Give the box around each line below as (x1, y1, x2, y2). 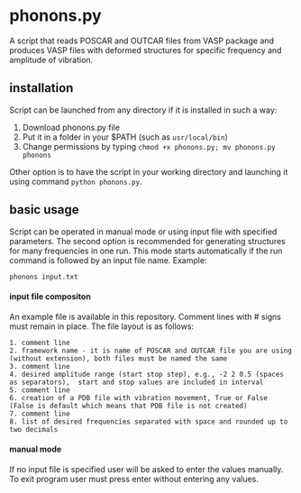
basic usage (9, 202, 79, 217)
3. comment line (9, 361, 70, 370)
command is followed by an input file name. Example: (9, 254, 207, 266)
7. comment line (9, 409, 70, 418)
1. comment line (9, 338, 70, 347)
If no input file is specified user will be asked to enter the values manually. (9, 463, 284, 474)
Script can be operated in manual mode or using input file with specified (9, 226, 278, 237)
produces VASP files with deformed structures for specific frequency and (9, 44, 282, 55)
